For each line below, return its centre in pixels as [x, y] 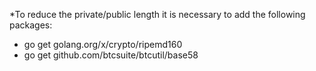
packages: [31, 25]
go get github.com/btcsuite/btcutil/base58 [111, 55]
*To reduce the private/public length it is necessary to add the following [157, 14]
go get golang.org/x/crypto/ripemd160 [103, 44]
